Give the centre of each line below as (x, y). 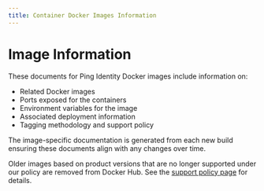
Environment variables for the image (78, 108)
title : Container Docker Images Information (82, 15)
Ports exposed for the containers (73, 100)
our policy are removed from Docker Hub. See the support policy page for (128, 172)
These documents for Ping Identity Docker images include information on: (128, 76)
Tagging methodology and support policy (87, 125)
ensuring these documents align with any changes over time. (107, 148)
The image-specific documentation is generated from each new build (121, 140)
